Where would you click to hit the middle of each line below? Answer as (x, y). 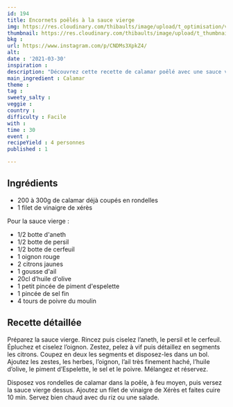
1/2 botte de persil (43, 242)
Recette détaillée (44, 323)
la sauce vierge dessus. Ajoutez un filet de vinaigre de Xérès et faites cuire (114, 390)
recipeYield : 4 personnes (46, 143)
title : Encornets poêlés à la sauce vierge (71, 20)
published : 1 (28, 149)
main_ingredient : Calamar (46, 78)
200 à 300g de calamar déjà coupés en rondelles (87, 200)
